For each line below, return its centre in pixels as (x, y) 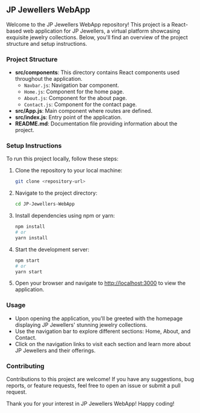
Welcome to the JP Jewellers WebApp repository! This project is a (88, 24)
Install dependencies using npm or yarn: (65, 216)
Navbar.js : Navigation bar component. (71, 85)
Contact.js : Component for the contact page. (80, 104)
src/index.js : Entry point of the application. (68, 118)
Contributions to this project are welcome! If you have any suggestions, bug (100, 379)
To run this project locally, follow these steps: (62, 159)
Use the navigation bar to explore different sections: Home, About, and (103, 331)
